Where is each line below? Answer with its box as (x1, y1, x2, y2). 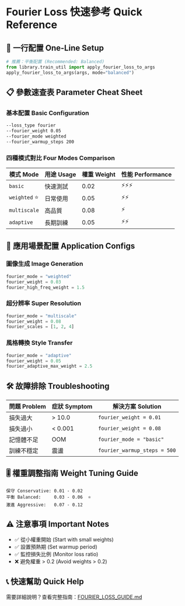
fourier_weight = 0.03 (6, 279, 61, 285)
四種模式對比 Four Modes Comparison (6, 153, 115, 162)
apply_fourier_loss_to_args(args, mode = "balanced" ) (6, 70, 134, 76)
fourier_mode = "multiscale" (6, 313, 77, 319)
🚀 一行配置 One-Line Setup (6, 43, 104, 53)
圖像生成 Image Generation (6, 260, 83, 268)
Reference (6, 18, 57, 32)
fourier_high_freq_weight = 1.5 (6, 285, 85, 290)
